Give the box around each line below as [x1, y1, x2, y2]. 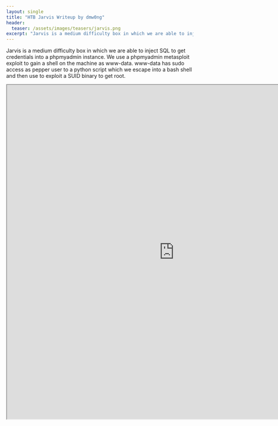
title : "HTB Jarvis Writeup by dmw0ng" [6, 14, 105, 20]
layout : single [6, 8, 44, 15]
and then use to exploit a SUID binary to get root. [6, 72, 126, 80]
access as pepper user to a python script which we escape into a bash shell [6, 66, 192, 73]
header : [6, 20, 26, 26]
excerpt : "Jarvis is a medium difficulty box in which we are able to [6, 31, 185, 37]
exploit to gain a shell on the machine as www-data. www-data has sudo [6, 60, 185, 67]
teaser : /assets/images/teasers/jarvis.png [11, 25, 121, 31]
